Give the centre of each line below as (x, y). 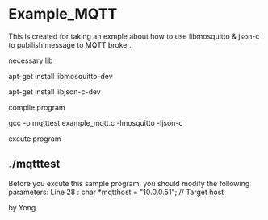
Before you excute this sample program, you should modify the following (129, 183)
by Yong (22, 207)
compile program (37, 107)
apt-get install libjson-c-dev (54, 91)
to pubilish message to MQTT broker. (70, 44)
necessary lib (31, 60)
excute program (35, 139)
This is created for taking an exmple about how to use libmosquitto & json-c (134, 36)
